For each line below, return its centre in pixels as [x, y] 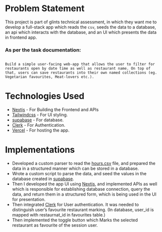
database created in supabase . [43, 179]
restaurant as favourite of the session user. [55, 225]
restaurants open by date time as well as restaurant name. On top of [78, 68]
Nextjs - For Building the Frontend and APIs [55, 110]
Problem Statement [45, 8]
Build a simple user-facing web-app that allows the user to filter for [80, 64]
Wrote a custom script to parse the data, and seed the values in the [79, 174]
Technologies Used [45, 96]
